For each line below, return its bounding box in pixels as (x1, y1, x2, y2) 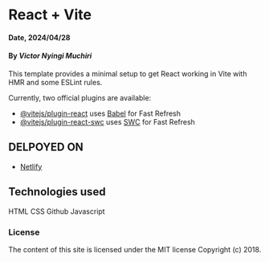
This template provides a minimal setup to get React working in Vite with (8, 68, 247, 78)
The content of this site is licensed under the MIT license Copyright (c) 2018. (8, 244, 262, 254)
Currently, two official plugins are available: (8, 92, 152, 102)
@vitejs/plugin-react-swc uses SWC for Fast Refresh (19, 117, 195, 126)
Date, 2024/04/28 (8, 32, 71, 42)
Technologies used (8, 185, 106, 199)
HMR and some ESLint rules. (8, 77, 103, 87)
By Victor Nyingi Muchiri (8, 51, 92, 61)
